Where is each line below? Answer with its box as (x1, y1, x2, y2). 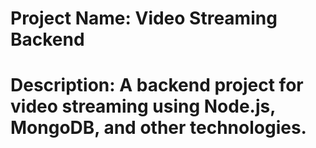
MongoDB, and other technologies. (10, 117, 307, 139)
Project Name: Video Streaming (10, 7, 278, 30)
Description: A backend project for (10, 74, 304, 97)
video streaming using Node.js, (10, 95, 276, 118)
